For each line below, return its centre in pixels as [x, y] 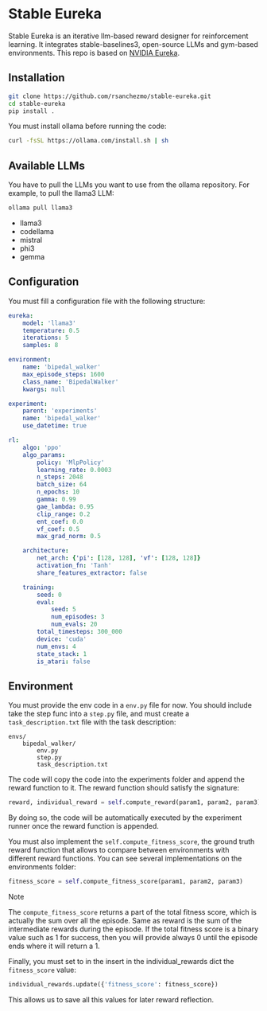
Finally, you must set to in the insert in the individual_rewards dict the [121, 961]
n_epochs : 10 [58, 492]
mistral [31, 240]
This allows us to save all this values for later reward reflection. [111, 999]
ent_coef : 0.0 [60, 521]
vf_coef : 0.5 [58, 529]
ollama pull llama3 [41, 208]
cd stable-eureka [37, 103]
